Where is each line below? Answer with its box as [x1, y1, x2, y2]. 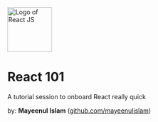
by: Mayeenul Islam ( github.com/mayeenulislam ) [7, 106, 152, 115]
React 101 [7, 69, 65, 85]
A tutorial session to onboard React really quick [7, 92, 146, 101]
